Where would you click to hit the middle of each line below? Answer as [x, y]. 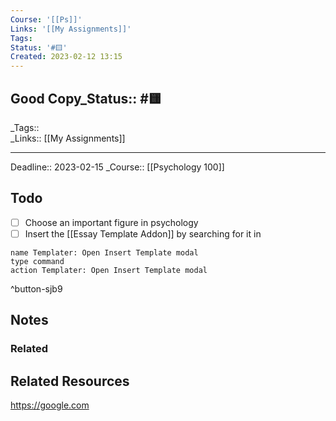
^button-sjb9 [36, 288]
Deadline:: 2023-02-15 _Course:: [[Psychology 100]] [117, 167]
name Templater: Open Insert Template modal [104, 252]
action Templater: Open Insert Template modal [109, 270]
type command [37, 261]
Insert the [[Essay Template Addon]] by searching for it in [143, 233]
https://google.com [50, 405]
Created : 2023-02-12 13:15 [66, 57]
